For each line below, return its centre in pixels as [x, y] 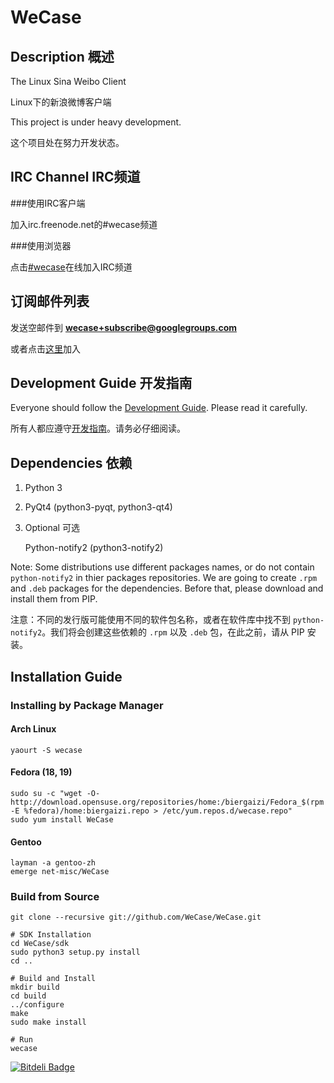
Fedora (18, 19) [41, 772]
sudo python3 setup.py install [75, 952]
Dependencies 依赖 [71, 462]
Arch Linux [33, 729]
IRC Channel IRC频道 [75, 177]
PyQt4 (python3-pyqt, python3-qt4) [98, 507]
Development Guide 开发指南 [101, 383]
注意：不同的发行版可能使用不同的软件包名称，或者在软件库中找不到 [150, 620]
